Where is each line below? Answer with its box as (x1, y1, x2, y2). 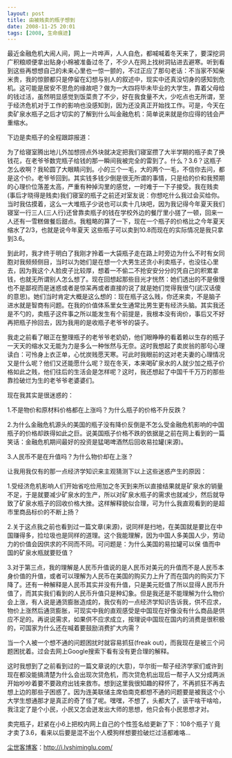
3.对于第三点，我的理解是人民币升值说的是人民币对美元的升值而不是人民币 (7, 563, 219, 572)
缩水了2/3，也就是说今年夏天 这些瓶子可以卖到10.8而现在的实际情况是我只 (7, 226, 217, 234)
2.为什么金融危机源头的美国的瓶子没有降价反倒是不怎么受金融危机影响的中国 (7, 420, 224, 429)
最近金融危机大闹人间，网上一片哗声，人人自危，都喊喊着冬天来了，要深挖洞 (7, 49, 225, 57)
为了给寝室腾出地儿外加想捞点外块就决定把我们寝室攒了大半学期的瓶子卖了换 (7, 148, 225, 156)
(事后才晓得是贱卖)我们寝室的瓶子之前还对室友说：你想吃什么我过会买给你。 (7, 191, 224, 199)
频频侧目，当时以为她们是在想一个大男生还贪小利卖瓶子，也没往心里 (25, 258, 219, 267)
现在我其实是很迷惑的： (7, 391, 74, 399)
